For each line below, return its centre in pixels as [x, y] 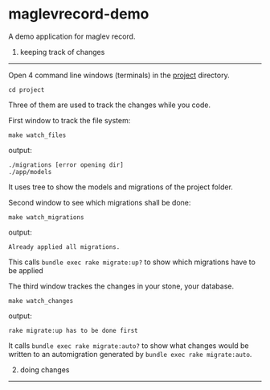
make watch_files [37, 135]
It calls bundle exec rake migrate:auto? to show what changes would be [129, 345]
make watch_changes [41, 301]
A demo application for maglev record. [72, 36]
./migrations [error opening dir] [66, 165]
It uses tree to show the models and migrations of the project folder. [121, 187]
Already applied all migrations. [64, 247]
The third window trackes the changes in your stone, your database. [121, 286]
